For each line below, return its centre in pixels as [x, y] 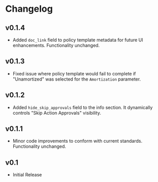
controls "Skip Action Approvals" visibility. [57, 113]
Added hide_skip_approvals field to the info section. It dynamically [83, 107]
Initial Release [27, 175]
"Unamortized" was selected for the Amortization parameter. [77, 79]
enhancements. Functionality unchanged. [56, 45]
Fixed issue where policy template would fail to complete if [74, 73]
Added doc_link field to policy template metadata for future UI [78, 40]
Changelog [29, 9]
